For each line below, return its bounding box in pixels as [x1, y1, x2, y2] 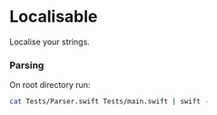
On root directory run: [9, 80, 91, 91]
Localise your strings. [9, 36, 91, 47]
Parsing [9, 59, 44, 72]
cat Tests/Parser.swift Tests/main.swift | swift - [9, 97, 209, 106]
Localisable [9, 6, 98, 27]
